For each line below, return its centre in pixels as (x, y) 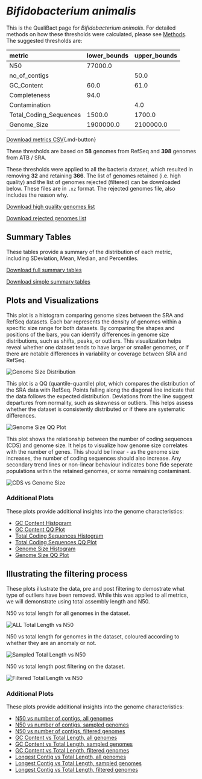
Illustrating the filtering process (67, 574)
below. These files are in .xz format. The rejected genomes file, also (91, 188)
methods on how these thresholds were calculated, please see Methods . (96, 34)
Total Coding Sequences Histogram (59, 536)
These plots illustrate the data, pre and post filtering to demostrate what (96, 588)
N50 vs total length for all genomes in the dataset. (68, 613)
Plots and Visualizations (53, 301)
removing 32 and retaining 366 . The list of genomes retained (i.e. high (93, 176)
